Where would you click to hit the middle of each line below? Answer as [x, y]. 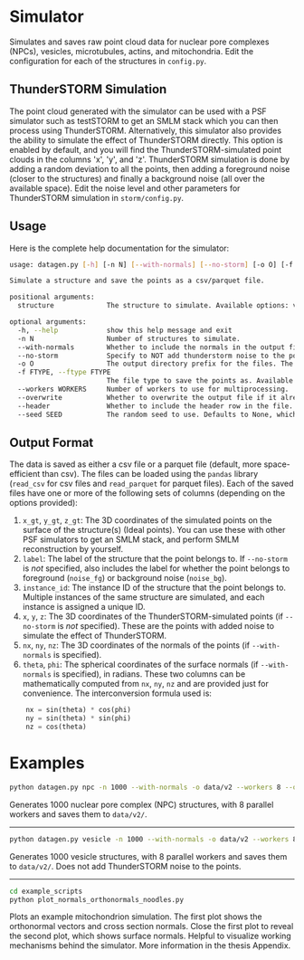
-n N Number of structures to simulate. [129, 338]
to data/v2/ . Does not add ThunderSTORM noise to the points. [125, 866]
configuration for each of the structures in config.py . [108, 61]
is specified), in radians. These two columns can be [149, 674]
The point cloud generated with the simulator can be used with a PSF [138, 111]
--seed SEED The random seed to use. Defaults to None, [145, 414]
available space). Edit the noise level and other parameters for [125, 188]
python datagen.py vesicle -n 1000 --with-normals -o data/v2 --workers [149, 839]
